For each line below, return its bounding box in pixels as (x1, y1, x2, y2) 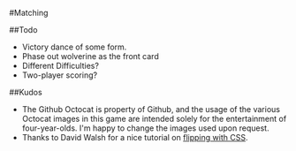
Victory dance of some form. (21, 42, 127, 52)
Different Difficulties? (21, 61, 100, 71)
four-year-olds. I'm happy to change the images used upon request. (21, 123, 269, 133)
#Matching (9, 8, 49, 18)
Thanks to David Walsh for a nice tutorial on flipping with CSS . (21, 132, 248, 142)
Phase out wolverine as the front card (21, 51, 159, 61)
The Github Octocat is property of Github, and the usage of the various (21, 104, 281, 114)
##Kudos (9, 87, 42, 97)
